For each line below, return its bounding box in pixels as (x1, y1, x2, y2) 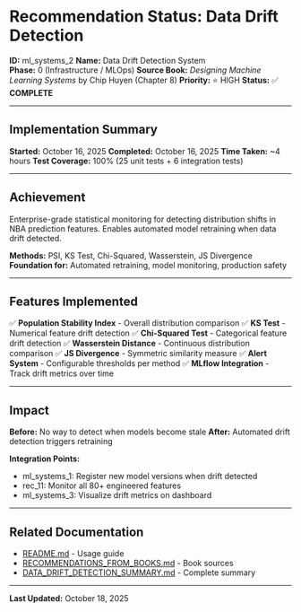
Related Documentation (9, 524, 144, 539)
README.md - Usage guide (21, 548, 125, 558)
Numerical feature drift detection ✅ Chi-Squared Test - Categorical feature (9, 328, 288, 338)
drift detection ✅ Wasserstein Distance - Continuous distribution (9, 338, 251, 349)
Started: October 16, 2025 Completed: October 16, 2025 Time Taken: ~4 (9, 145, 280, 156)
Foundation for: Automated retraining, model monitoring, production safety (9, 259, 288, 270)
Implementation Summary (9, 122, 159, 137)
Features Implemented (9, 293, 139, 309)
